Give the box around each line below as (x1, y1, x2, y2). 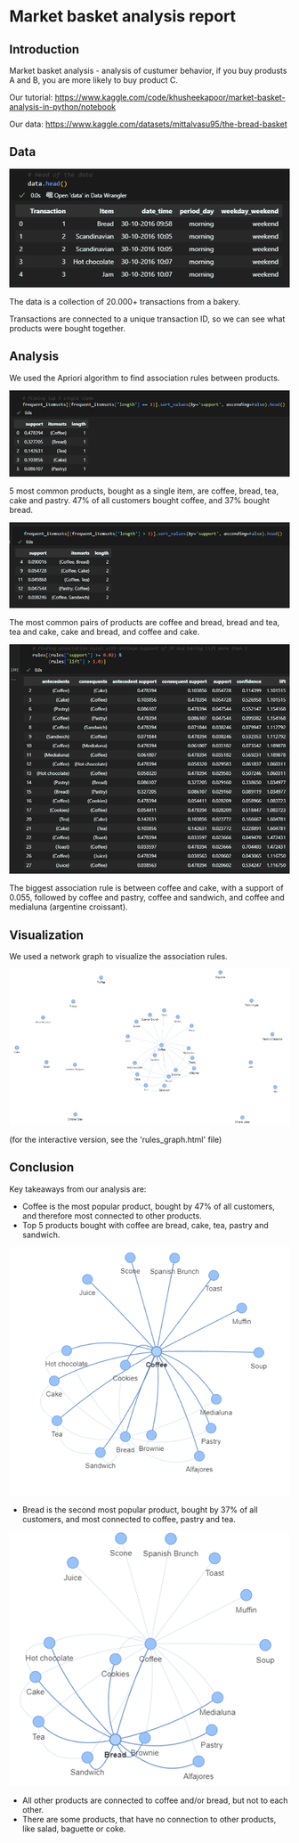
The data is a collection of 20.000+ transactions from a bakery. (9, 297, 241, 307)
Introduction (9, 42, 80, 57)
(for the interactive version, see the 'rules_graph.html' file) (9, 1134, 222, 1145)
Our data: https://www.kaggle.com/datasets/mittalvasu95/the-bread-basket (9, 118, 287, 129)
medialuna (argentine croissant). (9, 901, 128, 912)
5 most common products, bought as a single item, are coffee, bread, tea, (9, 485, 279, 496)
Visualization (9, 927, 85, 942)
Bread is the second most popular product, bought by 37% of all (21, 1505, 258, 1515)
